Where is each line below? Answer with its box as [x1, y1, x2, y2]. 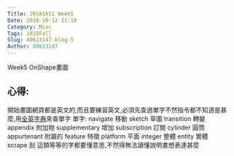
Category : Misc [7, 23, 52, 30]
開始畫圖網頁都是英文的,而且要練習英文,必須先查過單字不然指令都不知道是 [7, 105, 221, 114]
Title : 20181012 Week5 [7, 10, 74, 18]
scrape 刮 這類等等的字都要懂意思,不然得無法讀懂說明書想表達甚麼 [7, 141, 199, 149]
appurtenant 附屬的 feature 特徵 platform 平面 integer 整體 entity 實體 [7, 131, 209, 141]
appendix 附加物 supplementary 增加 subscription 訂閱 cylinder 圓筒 [7, 123, 205, 131]
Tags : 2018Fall [7, 30, 52, 37]
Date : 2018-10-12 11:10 [7, 17, 78, 24]
